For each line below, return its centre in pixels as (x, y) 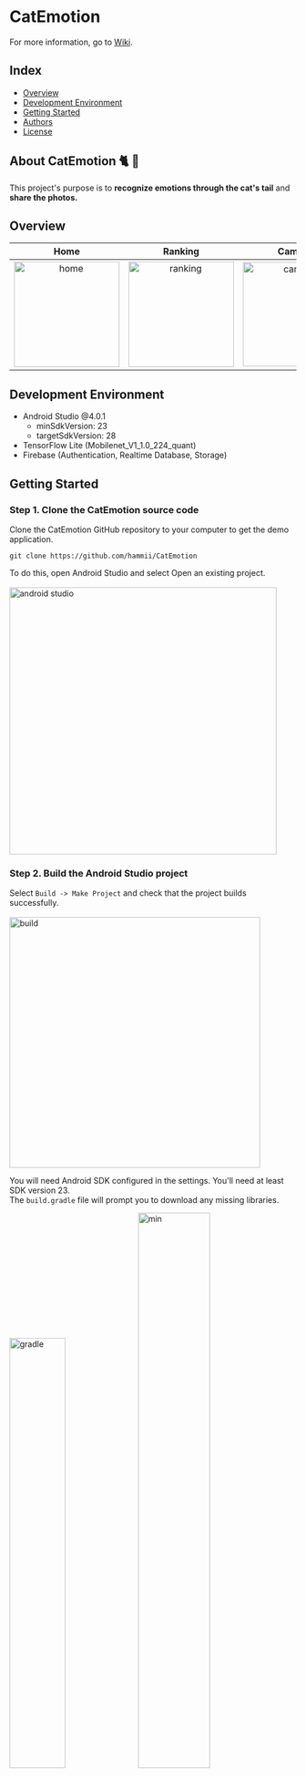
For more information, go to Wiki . (71, 42)
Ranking (181, 252)
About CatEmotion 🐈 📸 (75, 161)
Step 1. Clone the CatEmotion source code (104, 509)
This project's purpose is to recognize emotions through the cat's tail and (150, 188)
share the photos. (44, 197)
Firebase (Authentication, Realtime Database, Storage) (125, 455)
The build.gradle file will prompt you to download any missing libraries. (144, 1200)
